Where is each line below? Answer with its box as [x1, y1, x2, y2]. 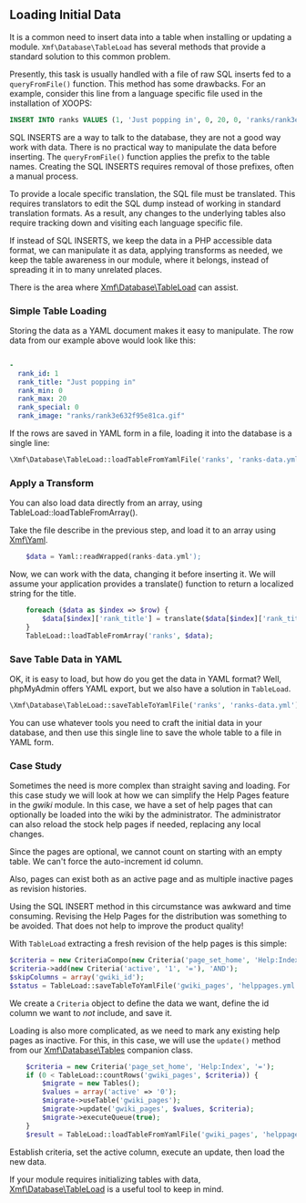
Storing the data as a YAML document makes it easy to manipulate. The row [9, 325, 294, 336]
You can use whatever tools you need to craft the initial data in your [9, 717, 262, 728]
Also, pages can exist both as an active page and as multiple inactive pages [9, 874, 294, 885]
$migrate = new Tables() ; [42, 1079, 141, 1088]
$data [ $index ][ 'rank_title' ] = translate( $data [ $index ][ [42, 615, 262, 624]
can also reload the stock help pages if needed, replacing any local [9, 819, 261, 830]
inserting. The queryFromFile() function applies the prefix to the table [9, 150, 270, 162]
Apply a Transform [9, 476, 94, 489]
